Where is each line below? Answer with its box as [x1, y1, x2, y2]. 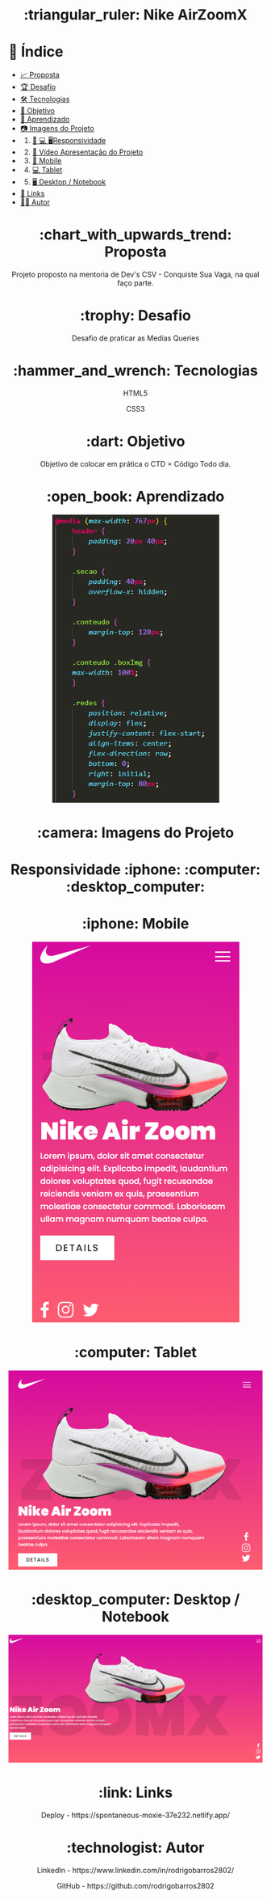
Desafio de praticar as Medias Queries [71, 333, 200, 343]
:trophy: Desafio [80, 307, 191, 325]
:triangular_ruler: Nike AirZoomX [23, 6, 248, 24]
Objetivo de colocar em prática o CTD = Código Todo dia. [40, 459, 231, 468]
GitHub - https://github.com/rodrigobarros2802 [56, 1880, 215, 1890]
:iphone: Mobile [81, 915, 190, 933]
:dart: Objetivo [85, 433, 186, 450]
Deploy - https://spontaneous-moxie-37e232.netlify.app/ [40, 1810, 231, 1820]
